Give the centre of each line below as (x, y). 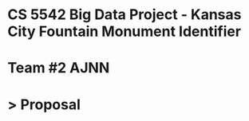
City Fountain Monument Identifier (124, 31)
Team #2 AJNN (59, 68)
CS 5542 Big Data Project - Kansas (125, 15)
